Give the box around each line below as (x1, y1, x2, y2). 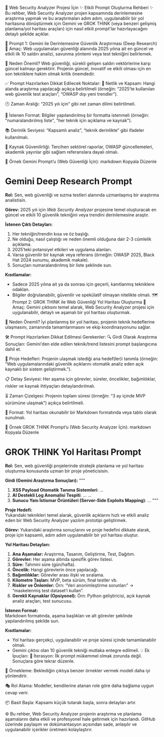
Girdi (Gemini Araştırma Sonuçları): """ (5, 477, 86, 483)
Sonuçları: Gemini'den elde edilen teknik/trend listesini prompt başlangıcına (5, 341, 157, 347)
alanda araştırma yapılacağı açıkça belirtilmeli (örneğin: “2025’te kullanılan (5, 86, 155, 92)
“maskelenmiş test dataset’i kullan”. (12, 587, 84, 593)
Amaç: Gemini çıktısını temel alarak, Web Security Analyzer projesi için (12, 304, 155, 310)
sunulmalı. (5, 415, 26, 421)
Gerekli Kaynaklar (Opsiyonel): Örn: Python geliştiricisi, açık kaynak (12, 593, 151, 599)
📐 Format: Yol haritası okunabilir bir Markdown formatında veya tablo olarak (5, 409, 157, 415)
